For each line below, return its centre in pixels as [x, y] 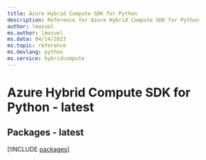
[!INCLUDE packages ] [38, 149]
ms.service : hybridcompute [46, 59]
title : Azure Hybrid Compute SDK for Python [72, 13]
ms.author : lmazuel [35, 33]
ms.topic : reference [37, 46]
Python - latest [51, 107]
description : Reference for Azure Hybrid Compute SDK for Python [103, 20]
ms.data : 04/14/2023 [37, 39]
